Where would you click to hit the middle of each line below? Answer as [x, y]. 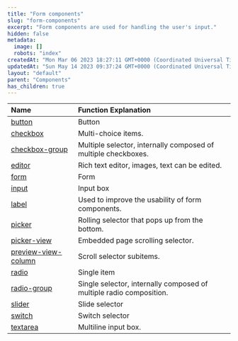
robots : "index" [38, 54]
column [23, 261]
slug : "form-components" [44, 21]
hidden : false [28, 34]
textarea [25, 328]
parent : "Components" [39, 80]
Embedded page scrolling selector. [136, 241]
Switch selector [103, 316]
